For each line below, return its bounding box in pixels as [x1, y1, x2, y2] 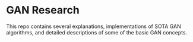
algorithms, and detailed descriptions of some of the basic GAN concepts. [6, 29, 188, 36]
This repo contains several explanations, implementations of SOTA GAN [6, 23, 181, 30]
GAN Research [6, 3, 80, 17]
